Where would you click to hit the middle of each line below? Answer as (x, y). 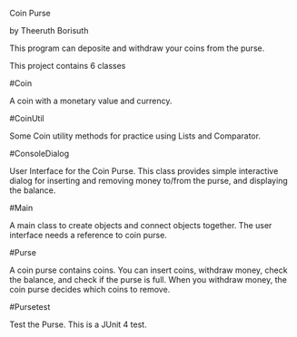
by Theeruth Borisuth (49, 30)
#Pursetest (30, 307)
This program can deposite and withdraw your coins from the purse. (137, 48)
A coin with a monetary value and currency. (91, 101)
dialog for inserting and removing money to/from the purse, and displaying (148, 181)
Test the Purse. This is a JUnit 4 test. (78, 324)
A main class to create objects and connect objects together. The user (141, 225)
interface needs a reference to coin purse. (89, 235)
